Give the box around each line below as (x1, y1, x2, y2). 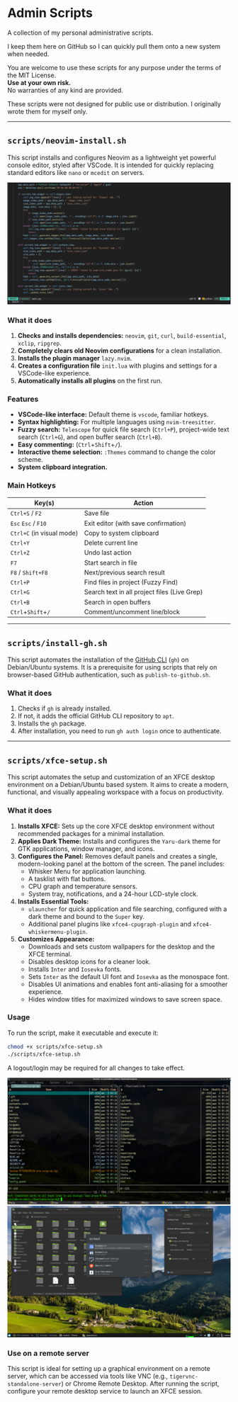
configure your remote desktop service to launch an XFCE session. (7, 1387, 203, 1396)
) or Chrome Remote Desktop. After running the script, (61, 1379, 220, 1388)
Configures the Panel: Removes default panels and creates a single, (17, 852, 218, 860)
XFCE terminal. (28, 949, 72, 958)
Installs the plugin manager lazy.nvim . (17, 354, 132, 362)
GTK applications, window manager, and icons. (17, 844, 155, 853)
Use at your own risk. (7, 78, 72, 86)
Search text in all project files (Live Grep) (84, 588, 203, 597)
